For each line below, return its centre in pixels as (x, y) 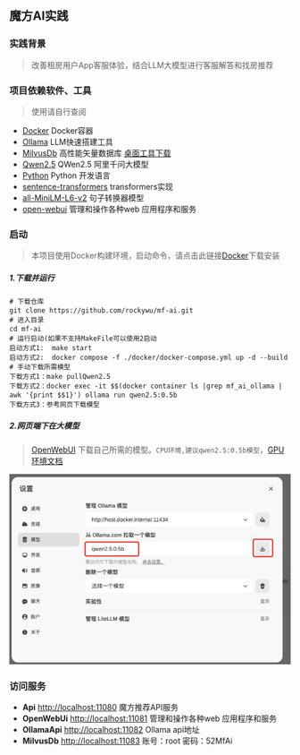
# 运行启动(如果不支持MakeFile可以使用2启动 (83, 339)
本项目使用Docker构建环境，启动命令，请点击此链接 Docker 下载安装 (155, 256)
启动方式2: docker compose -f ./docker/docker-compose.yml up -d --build (149, 358)
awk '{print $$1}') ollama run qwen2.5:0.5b (93, 395)
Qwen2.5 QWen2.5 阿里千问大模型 (85, 164)
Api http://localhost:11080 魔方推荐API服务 (100, 708)
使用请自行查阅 (58, 111)
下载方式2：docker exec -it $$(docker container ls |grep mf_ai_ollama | (146, 386)
